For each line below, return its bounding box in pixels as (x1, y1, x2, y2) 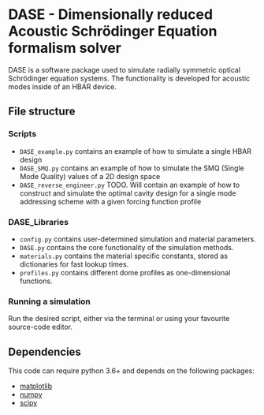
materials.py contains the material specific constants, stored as (19, 251, 229, 260)
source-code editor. (8, 322, 73, 332)
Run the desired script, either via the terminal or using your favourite (8, 314, 230, 323)
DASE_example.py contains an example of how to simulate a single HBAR (19, 146, 252, 155)
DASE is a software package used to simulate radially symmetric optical (8, 65, 241, 74)
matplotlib (19, 381, 53, 391)
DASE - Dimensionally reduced (8, 6, 214, 24)
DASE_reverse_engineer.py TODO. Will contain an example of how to (19, 180, 240, 189)
